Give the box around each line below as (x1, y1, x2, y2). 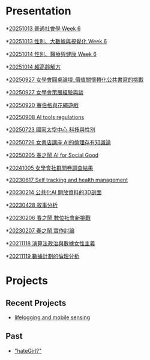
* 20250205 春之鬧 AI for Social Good (5, 151, 99, 159)
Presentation (5, 4, 71, 18)
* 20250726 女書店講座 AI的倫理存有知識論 (5, 138, 112, 145)
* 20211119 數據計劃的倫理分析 (5, 252, 80, 260)
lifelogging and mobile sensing (14, 314, 91, 321)
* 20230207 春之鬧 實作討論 (5, 227, 75, 234)
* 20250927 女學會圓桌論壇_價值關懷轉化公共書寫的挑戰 (5, 76, 144, 83)
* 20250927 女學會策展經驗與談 (5, 88, 84, 96)
